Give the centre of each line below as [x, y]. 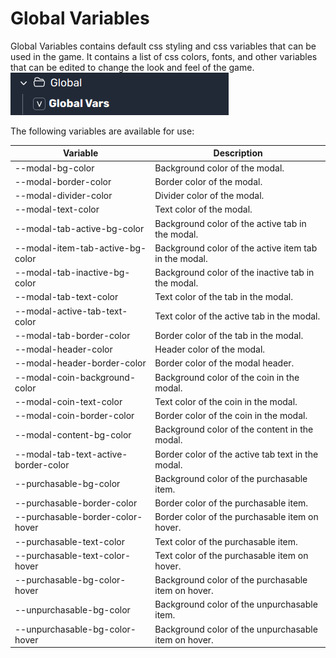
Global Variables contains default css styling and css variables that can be [163, 46]
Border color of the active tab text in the [236, 454]
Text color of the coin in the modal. [226, 401]
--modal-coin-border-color [74, 416]
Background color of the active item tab [236, 248]
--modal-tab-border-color [72, 335]
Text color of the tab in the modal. [223, 297]
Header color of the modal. [210, 349]
